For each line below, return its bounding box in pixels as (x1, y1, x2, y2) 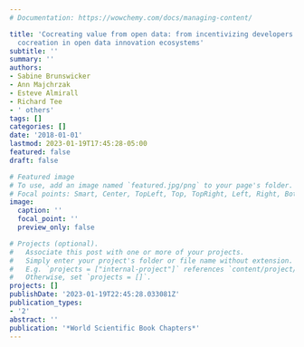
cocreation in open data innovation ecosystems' (17, 38, 204, 47)
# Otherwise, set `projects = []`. (9, 273, 152, 282)
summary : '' (9, 55, 54, 64)
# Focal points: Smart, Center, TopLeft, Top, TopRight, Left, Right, (9, 189, 281, 198)
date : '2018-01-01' (9, 130, 83, 140)
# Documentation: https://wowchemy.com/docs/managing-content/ (9, 13, 253, 23)
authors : (9, 63, 43, 72)
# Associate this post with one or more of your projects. (9, 247, 245, 256)
